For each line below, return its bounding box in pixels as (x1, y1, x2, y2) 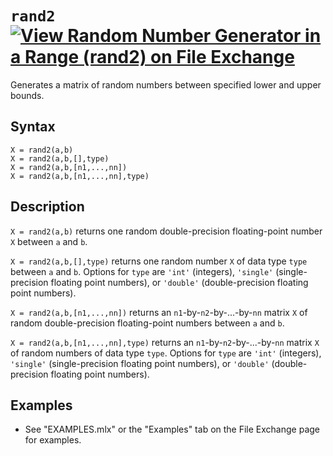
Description (10, 198, 85, 216)
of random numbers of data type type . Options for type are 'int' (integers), (10, 347, 322, 359)
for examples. (24, 434, 82, 446)
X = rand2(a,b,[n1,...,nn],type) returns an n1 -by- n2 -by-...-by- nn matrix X (10, 336, 320, 348)
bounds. (10, 89, 45, 101)
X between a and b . (10, 235, 88, 247)
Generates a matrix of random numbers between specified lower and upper (10, 78, 322, 91)
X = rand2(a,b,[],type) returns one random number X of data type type (10, 255, 308, 267)
